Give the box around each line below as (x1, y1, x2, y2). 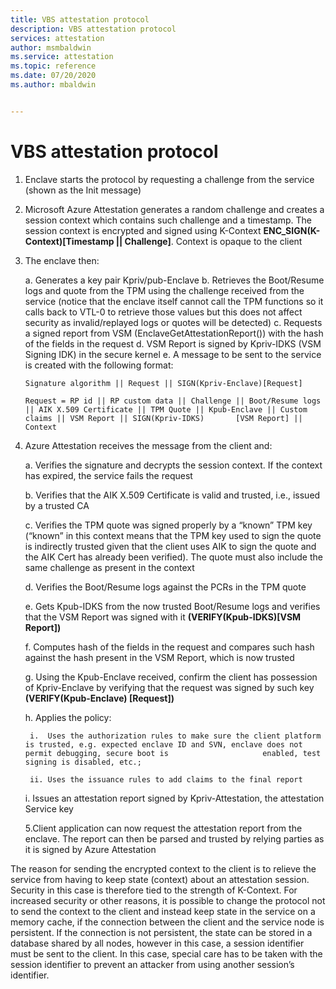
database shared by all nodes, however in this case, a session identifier (10, 937, 305, 949)
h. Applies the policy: (24, 711, 112, 723)
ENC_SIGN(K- (263, 224, 321, 236)
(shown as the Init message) (24, 184, 142, 196)
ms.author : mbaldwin (10, 80, 97, 90)
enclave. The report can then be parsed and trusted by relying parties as (24, 832, 325, 845)
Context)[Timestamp (24, 235, 115, 247)
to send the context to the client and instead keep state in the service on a (10, 905, 316, 917)
